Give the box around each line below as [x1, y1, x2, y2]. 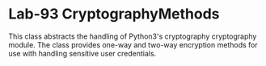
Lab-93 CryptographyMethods [8, 5, 220, 23]
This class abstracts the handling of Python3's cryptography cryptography [8, 31, 257, 41]
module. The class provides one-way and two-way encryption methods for [8, 39, 258, 49]
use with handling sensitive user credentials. [8, 48, 157, 58]
